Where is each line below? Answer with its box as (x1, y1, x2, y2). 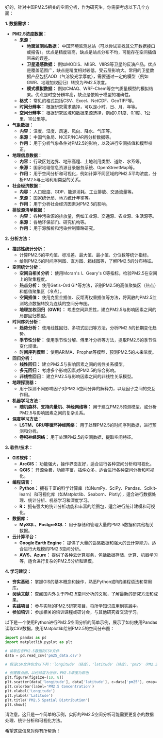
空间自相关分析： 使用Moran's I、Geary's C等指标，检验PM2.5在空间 (19, 270, 158, 276)
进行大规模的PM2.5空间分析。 (23, 546, 83, 551)
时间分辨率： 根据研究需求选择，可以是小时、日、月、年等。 (19, 104, 140, 109)
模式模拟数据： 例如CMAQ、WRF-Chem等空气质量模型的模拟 (26, 86, 149, 91)
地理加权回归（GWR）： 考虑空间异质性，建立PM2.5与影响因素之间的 (19, 307, 157, 312)
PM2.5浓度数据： (12, 31, 48, 36)
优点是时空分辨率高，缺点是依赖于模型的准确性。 (35, 92, 133, 97)
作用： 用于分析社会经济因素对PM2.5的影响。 (19, 201, 110, 206)
